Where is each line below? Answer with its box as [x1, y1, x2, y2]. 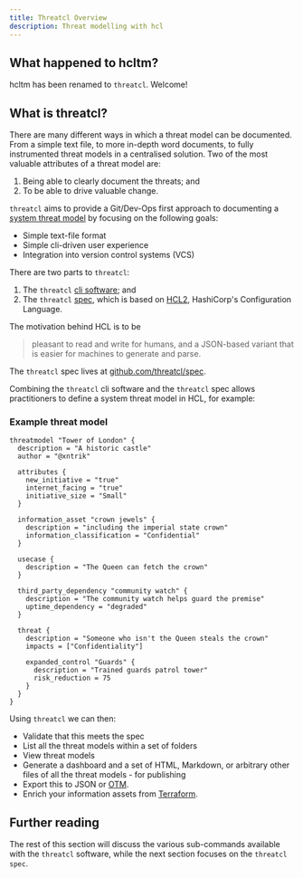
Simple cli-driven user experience [22, 240, 149, 251]
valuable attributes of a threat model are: [9, 158, 161, 169]
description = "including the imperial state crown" [25, 523, 229, 532]
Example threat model [9, 415, 109, 428]
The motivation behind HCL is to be [9, 321, 142, 332]
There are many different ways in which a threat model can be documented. [9, 129, 292, 140]
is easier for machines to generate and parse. [31, 348, 202, 359]
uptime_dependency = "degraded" [25, 603, 147, 612]
